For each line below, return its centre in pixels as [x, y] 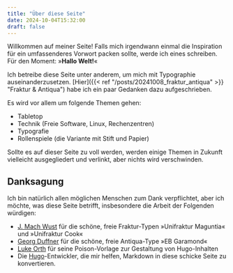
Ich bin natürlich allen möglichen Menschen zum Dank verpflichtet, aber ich [116, 198]
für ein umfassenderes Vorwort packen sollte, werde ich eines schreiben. [112, 54]
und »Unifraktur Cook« [50, 234]
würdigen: [22, 213]
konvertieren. [36, 264]
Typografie [33, 131]
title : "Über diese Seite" [46, 14]
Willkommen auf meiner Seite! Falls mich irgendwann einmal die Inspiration [115, 47]
